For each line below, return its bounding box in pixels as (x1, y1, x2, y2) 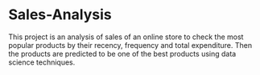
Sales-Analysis (8, 6, 112, 24)
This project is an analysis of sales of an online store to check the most (8, 32, 244, 41)
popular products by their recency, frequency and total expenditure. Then (8, 40, 252, 49)
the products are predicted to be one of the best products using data (8, 49, 237, 58)
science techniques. (8, 57, 76, 67)
